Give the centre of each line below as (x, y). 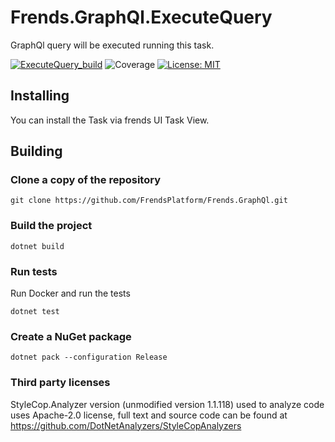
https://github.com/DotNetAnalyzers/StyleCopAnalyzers (126, 425)
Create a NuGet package (71, 336)
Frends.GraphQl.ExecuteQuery (141, 17)
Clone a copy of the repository (85, 180)
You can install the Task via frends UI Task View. (110, 120)
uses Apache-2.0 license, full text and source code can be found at (149, 415)
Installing (40, 96)
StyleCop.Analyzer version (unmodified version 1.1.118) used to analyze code (167, 404)
